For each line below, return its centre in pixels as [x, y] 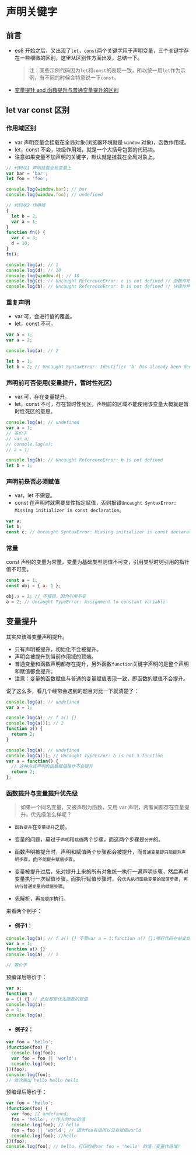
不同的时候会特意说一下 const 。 [82, 77]
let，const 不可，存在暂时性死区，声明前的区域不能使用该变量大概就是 [99, 404]
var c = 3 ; [24, 238]
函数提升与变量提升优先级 [42, 793]
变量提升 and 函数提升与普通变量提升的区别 [66, 90]
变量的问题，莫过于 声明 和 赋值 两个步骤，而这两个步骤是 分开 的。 [89, 839]
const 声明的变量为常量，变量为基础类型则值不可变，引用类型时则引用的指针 [98, 562]
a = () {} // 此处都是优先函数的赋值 [47, 999]
